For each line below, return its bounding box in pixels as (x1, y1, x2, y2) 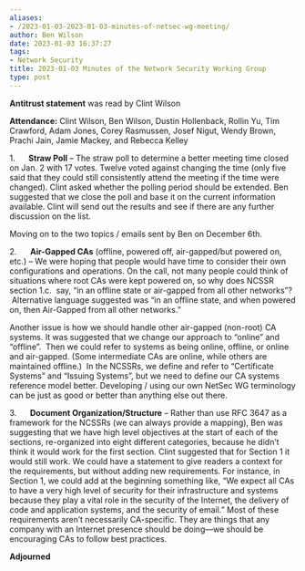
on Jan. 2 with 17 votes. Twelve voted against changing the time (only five (9, 161, 287, 173)
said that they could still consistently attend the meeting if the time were (9, 171, 280, 182)
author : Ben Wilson (9, 30, 84, 39)
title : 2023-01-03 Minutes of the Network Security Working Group (9, 65, 267, 74)
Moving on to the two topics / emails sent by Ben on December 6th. (9, 228, 262, 239)
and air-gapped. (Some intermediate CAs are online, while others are (9, 350, 268, 361)
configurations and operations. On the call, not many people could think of (9, 265, 289, 276)
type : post (9, 73, 51, 82)
